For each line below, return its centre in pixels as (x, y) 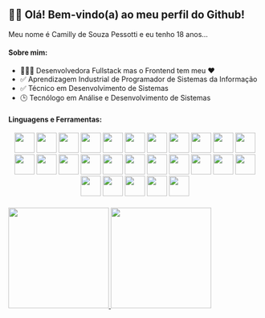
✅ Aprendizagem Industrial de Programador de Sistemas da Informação (139, 79)
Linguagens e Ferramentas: (55, 119)
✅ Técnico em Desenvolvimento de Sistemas (94, 89)
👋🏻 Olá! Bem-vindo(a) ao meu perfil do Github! (126, 15)
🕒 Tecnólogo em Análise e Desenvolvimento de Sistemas (115, 98)
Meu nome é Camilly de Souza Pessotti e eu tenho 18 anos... (108, 34)
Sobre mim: (28, 52)
